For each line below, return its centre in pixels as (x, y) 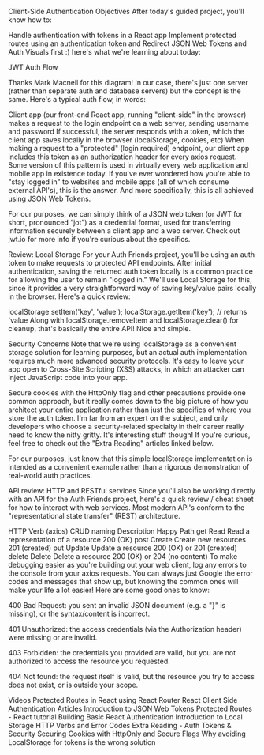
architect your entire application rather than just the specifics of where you (130, 410)
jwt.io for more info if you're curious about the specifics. (99, 239)
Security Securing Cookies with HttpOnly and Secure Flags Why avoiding (127, 734)
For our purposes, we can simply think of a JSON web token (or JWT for (125, 214)
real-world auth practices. (50, 475)
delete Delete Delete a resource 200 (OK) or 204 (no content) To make (123, 556)
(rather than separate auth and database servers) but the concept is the (125, 91)
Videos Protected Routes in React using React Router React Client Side (123, 700)
